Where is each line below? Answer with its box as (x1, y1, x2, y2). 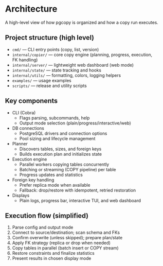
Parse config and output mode (12, 225, 73, 231)
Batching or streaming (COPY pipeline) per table (19, 166, 116, 172)
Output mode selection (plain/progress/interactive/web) (19, 120, 131, 126)
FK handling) (12, 57, 38, 63)
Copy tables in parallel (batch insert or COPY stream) (12, 245, 119, 251)
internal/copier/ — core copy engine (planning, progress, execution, (12, 52, 152, 57)
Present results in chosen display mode (12, 255, 91, 261)
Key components (5, 97, 58, 105)
